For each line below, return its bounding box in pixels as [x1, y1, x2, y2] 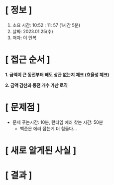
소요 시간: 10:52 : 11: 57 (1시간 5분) [12, 22, 81, 28]
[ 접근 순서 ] [5, 54, 51, 66]
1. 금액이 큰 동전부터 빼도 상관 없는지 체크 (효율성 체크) [5, 71, 110, 78]
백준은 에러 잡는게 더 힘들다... [19, 125, 77, 131]
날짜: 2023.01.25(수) [12, 28, 53, 34]
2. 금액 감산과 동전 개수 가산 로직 [5, 82, 68, 88]
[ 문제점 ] [5, 102, 40, 113]
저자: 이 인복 [12, 35, 37, 41]
